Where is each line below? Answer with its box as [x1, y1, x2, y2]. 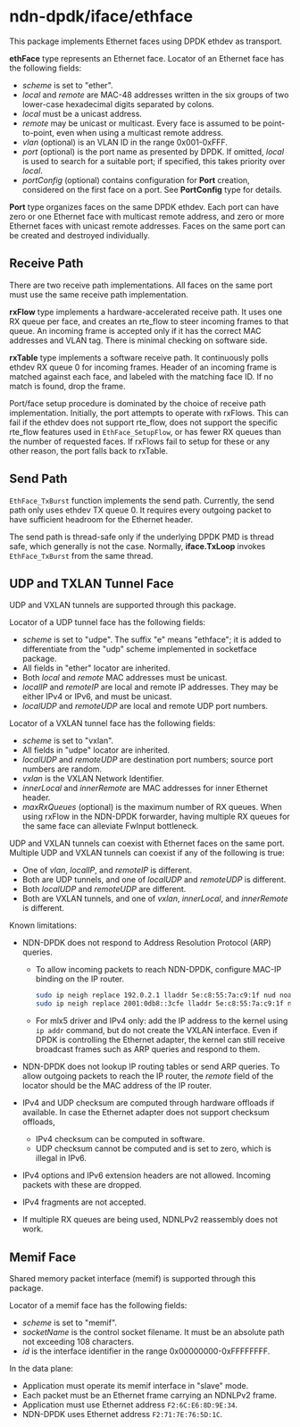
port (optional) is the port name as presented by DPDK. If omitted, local [21, 146, 284, 157]
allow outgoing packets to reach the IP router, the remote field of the [21, 1071, 274, 1081]
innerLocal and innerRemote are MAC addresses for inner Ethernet [21, 783, 268, 794]
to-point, [21, 127, 55, 138]
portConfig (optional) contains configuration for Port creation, [21, 174, 250, 185]
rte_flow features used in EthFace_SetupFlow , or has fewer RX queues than [9, 426, 282, 437]
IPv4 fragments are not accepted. [21, 1197, 146, 1207]
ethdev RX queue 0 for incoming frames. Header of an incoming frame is [9, 362, 277, 372]
